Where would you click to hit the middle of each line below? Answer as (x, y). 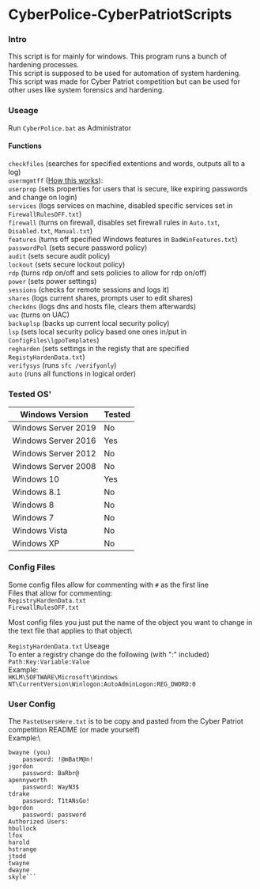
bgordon (21, 808)
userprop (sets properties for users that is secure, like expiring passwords (128, 188)
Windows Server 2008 (54, 467)
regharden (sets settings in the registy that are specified (99, 348)
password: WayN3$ (51, 787)
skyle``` (23, 877)
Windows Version (54, 414)
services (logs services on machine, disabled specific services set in (121, 205)
